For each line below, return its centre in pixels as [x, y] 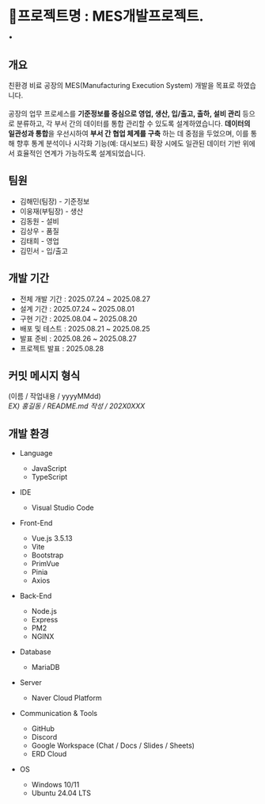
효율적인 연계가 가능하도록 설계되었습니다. [81, 153]
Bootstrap [47, 555]
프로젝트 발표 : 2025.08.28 [62, 348]
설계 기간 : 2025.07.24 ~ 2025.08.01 [77, 308]
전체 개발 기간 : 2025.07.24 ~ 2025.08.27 [85, 299]
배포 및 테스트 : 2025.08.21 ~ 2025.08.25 [85, 328]
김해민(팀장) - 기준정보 [55, 201]
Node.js [44, 611]
